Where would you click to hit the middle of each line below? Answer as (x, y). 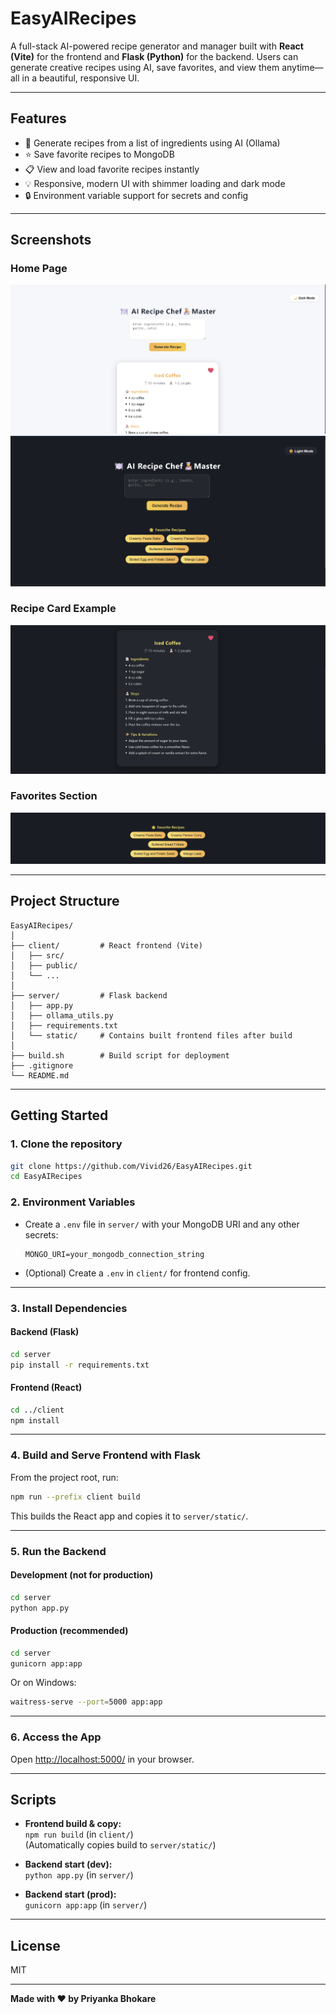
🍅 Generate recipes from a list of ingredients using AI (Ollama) (152, 143)
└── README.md (40, 1075)
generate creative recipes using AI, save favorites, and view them (145, 67)
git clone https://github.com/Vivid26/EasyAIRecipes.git (131, 1166)
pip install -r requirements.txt (80, 1365)
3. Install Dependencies (69, 1308)
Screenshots (51, 240)
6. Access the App (56, 1737)
